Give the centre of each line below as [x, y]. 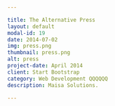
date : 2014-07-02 [33, 39]
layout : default [31, 26]
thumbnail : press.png [39, 53]
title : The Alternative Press [52, 20]
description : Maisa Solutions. [53, 85]
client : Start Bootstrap [43, 72]
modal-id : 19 [26, 33]
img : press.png [29, 46]
